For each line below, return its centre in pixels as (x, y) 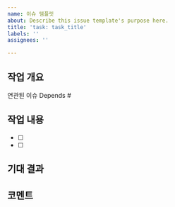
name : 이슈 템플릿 (31, 14)
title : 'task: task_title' (47, 27)
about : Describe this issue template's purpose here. (88, 21)
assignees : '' (28, 40)
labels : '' (23, 34)
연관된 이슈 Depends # (40, 95)
